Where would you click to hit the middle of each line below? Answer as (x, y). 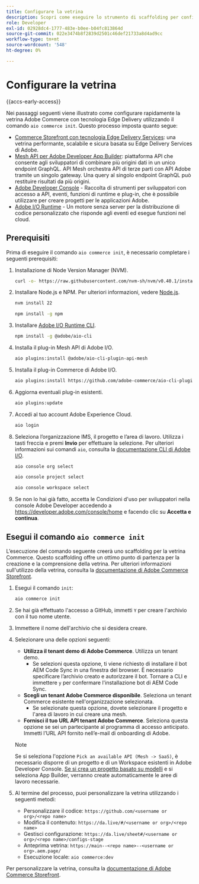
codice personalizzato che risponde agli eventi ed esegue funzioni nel (100, 213)
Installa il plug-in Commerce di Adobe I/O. (66, 370)
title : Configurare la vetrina (45, 12)
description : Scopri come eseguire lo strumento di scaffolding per (92, 17)
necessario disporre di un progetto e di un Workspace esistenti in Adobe (103, 762)
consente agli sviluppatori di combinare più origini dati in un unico (95, 162)
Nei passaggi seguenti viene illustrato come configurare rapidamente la (93, 113)
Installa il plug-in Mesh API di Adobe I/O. (64, 347)
